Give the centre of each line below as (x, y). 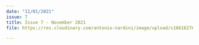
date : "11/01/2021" (30, 11)
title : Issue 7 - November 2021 (46, 22)
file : (13, 28)
